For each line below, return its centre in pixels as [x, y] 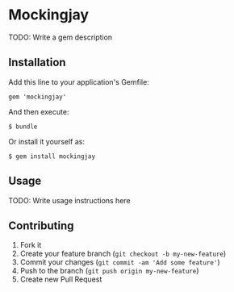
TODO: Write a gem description [61, 37]
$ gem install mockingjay [52, 156]
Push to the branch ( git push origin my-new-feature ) [109, 271]
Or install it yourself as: [46, 141]
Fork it [31, 245]
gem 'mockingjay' [38, 97]
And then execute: [39, 111]
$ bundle [23, 127]
